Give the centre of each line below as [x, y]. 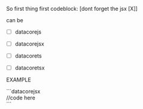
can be [15, 20]
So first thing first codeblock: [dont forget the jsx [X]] [72, 9]
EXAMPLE [19, 80]
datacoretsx [30, 68]
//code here [21, 98]
